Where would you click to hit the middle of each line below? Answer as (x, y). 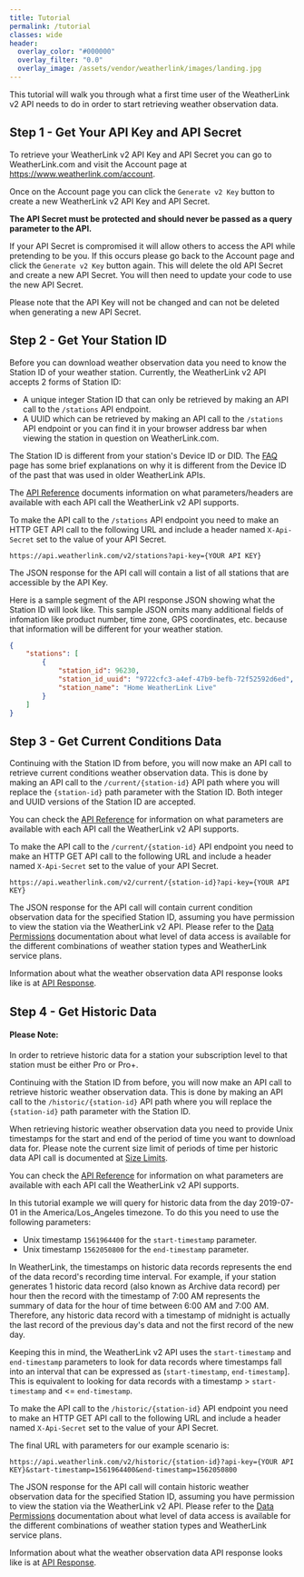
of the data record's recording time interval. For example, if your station (143, 1276)
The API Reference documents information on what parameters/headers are (151, 493)
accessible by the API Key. (59, 582)
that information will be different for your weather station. (117, 629)
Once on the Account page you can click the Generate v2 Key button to (142, 191)
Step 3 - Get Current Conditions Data (116, 741)
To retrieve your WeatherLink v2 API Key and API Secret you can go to (141, 155)
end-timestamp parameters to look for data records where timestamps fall (146, 1362)
